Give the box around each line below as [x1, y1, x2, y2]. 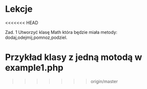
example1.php [5, 62, 64, 73]
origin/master [90, 78, 118, 84]
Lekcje [5, 3, 33, 15]
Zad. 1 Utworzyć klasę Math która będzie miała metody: [5, 29, 118, 35]
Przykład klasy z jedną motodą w [5, 52, 143, 63]
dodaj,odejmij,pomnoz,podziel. [5, 34, 68, 40]
